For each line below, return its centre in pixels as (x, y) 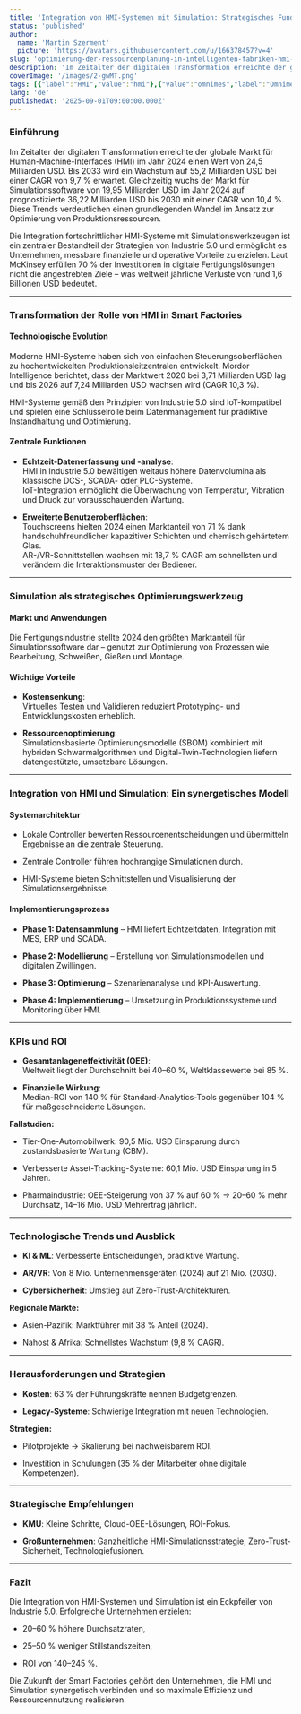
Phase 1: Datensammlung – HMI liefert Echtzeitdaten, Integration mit (149, 929)
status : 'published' (48, 26)
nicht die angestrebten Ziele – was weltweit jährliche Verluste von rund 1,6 (146, 273)
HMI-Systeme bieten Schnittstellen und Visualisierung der (129, 879)
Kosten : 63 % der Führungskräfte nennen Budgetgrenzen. (130, 1393)
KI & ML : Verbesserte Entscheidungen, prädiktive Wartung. (131, 1256)
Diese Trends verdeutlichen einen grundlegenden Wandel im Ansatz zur (142, 209)
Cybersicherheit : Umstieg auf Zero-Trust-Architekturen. (126, 1290)
